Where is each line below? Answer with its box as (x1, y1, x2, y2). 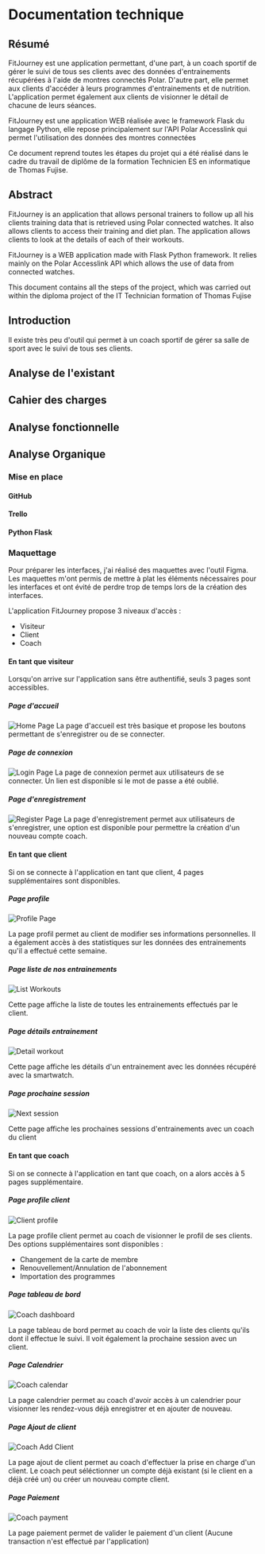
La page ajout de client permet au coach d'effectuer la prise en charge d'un (8, 1458, 255, 1467)
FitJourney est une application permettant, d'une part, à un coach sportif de (8, 58, 257, 68)
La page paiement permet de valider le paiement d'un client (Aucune (8, 1529, 233, 1538)
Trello (8, 509, 28, 519)
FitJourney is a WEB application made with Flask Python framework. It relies (8, 250, 258, 259)
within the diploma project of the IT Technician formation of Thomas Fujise (8, 290, 252, 300)
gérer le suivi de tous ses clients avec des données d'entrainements (8, 67, 231, 76)
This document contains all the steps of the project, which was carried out (8, 282, 252, 292)
